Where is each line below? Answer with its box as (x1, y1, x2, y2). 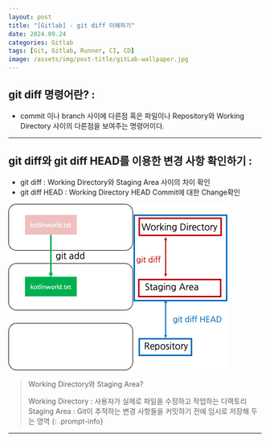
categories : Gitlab (8, 39, 74, 47)
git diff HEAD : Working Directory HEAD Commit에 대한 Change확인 (19, 187, 241, 197)
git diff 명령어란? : (8, 88, 96, 102)
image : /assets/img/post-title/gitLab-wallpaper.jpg (8, 55, 189, 63)
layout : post (8, 13, 52, 21)
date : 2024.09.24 (8, 30, 67, 38)
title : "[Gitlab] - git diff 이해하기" (8, 21, 135, 30)
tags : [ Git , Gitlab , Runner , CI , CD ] (8, 47, 135, 55)
